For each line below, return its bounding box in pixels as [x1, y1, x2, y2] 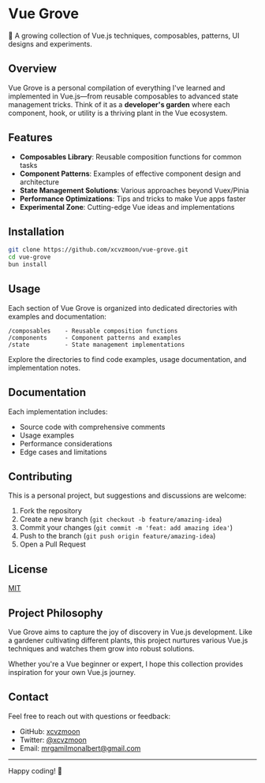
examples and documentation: [8, 311, 106, 321]
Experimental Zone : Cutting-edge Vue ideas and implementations [19, 202, 235, 211]
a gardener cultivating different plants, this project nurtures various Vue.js [8, 636, 248, 645]
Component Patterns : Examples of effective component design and [19, 169, 241, 178]
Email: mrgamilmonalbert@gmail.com [19, 743, 141, 753]
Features [8, 131, 53, 144]
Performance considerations [19, 438, 113, 448]
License [8, 562, 48, 576]
